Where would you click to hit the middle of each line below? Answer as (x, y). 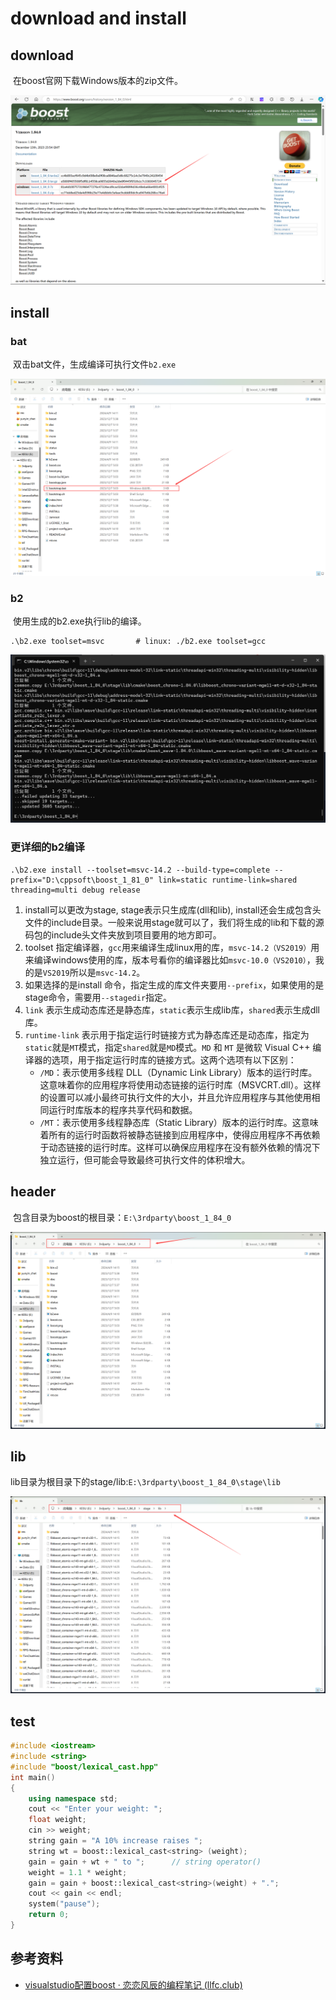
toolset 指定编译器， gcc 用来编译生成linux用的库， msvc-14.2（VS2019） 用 (172, 947)
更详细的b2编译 (47, 847)
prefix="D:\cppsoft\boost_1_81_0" (82, 880)
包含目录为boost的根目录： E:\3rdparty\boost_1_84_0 (122, 1217)
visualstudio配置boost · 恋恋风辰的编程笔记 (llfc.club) (133, 1984)
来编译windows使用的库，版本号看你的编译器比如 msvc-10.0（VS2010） (165, 959)
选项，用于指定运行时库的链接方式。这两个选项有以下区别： (174, 1059)
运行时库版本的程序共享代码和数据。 (123, 1109)
